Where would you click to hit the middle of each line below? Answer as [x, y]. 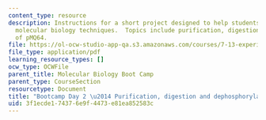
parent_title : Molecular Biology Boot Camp [81, 74]
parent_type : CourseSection [55, 81]
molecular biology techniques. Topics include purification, [120, 30]
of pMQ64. [31, 37]
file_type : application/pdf [55, 52]
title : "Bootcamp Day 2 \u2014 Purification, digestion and [110, 96]
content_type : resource [47, 15]
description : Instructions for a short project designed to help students [134, 23]
